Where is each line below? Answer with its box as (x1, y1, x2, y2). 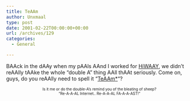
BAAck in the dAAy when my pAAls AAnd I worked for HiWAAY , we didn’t (6, 62, 185, 69)
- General (11, 42, 36, 48)
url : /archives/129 (6, 31, 54, 36)
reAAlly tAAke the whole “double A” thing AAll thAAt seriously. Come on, (6, 69, 182, 76)
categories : (6, 36, 36, 42)
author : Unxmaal (6, 14, 46, 20)
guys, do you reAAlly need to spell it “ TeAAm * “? (6, 75, 123, 82)
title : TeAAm (6, 8, 38, 15)
